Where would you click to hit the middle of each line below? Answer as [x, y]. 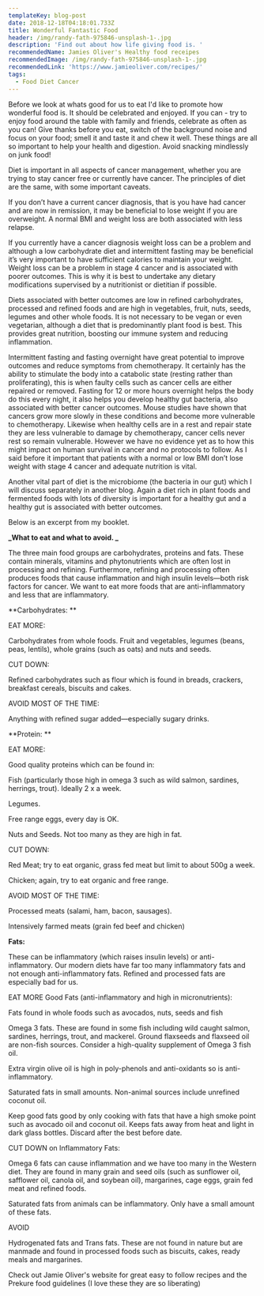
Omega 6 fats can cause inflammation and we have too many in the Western [132, 1163]
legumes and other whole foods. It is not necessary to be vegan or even [125, 316]
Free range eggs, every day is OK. [64, 819]
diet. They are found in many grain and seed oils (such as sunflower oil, [124, 1171]
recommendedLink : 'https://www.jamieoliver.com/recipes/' [106, 67]
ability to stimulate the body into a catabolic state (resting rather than [121, 374]
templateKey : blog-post [47, 15]
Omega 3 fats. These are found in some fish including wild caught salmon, [129, 1027]
